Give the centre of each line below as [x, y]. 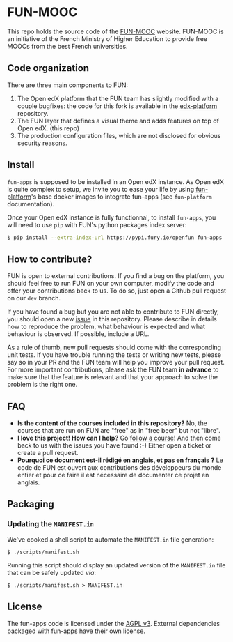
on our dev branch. [34, 298]
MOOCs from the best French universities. [67, 46]
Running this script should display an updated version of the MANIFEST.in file [116, 565]
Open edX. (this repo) [48, 128]
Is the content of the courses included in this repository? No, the [112, 423]
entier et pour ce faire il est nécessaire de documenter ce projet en [113, 475]
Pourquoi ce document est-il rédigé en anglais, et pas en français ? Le [120, 460]
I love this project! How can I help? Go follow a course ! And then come [119, 438]
